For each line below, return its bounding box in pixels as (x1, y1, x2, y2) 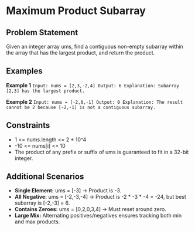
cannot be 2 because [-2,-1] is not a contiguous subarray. (6, 104, 156, 110)
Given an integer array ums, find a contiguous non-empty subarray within (6, 43, 183, 50)
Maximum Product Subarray (6, 4, 146, 18)
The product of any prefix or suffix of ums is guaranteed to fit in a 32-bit (14, 148, 189, 155)
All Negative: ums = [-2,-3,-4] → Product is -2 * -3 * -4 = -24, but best (14, 193, 186, 201)
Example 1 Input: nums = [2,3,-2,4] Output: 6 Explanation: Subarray (6, 81, 180, 89)
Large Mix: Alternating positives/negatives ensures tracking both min (14, 212, 182, 219)
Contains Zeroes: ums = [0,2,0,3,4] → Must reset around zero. (14, 206, 167, 213)
